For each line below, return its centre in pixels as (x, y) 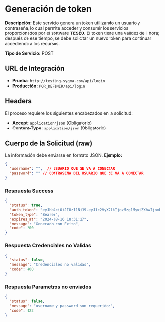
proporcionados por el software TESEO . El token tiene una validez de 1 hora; (82, 33)
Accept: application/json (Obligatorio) (52, 123)
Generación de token (49, 9)
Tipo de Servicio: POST (29, 53)
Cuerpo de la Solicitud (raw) (49, 143)
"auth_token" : (24, 210)
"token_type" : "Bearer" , (35, 214)
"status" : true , (26, 205)
